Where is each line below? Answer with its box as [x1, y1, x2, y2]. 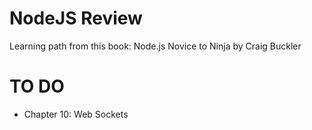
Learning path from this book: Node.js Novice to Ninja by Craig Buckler [9, 40, 302, 52]
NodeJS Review [9, 7, 143, 30]
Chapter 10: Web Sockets [23, 108, 129, 120]
